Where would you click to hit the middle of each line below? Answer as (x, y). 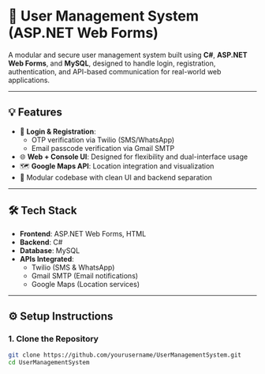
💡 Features (35, 113)
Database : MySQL (50, 250)
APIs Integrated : (47, 259)
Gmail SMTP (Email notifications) (85, 275)
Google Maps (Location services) (86, 284)
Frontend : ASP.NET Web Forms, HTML (83, 233)
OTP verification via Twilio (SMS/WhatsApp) (103, 140)
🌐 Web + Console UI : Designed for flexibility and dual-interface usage (134, 157)
